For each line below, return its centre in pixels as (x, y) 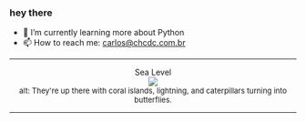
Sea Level (153, 72)
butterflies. (153, 100)
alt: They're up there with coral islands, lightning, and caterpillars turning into (153, 91)
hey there (31, 13)
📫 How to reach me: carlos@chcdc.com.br (104, 43)
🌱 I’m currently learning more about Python (103, 33)
